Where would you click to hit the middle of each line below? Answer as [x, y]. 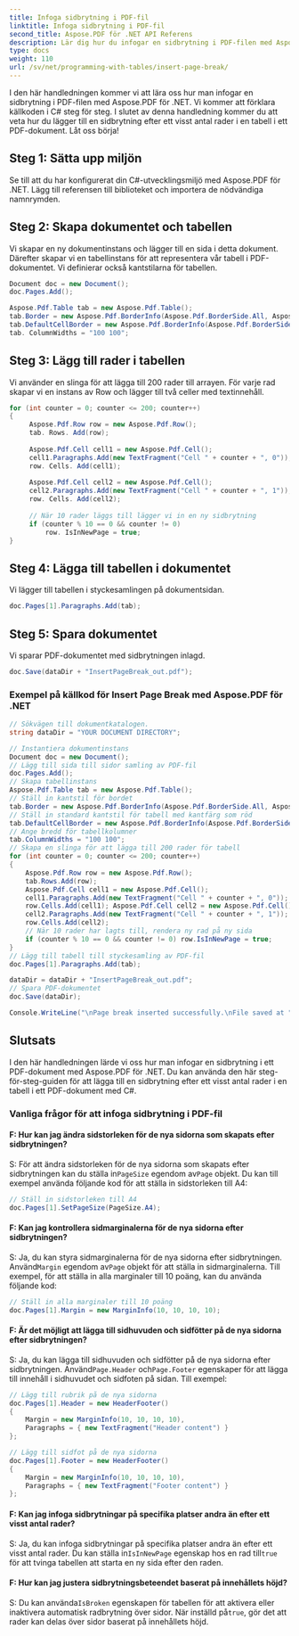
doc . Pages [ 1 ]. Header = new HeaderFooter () [89, 1403]
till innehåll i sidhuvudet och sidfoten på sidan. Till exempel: [118, 1378]
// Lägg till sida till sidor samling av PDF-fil [103, 765]
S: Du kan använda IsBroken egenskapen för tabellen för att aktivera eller [142, 1602]
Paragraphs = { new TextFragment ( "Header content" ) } [127, 1428]
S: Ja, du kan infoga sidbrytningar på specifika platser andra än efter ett [141, 1543]
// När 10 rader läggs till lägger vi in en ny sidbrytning [142, 515]
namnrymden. [35, 199]
